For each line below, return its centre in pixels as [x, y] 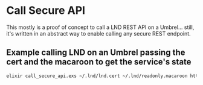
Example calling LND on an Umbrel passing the [96, 53]
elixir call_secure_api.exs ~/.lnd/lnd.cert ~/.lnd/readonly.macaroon [97, 76]
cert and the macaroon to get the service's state [99, 62]
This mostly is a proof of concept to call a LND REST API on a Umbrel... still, [100, 27]
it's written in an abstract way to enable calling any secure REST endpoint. [99, 33]
